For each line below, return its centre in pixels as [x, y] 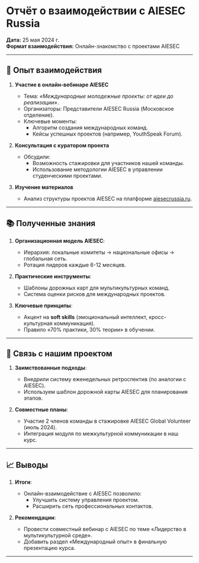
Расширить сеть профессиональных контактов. [93, 506]
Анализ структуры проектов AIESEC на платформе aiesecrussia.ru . [108, 198]
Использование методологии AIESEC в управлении [97, 169]
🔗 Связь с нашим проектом [59, 353]
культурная [38, 323]
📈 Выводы [27, 465]
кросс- [158, 317]
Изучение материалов [44, 187]
